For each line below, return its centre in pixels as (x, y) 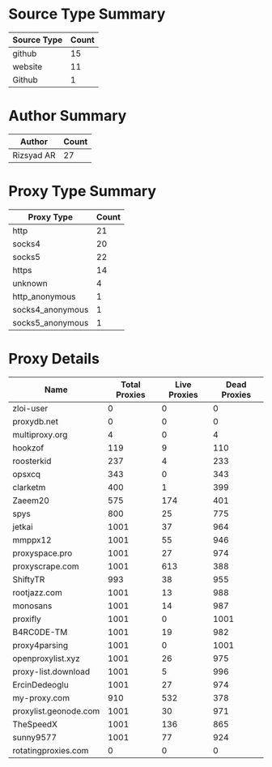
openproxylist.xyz (47, 658)
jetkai (23, 526)
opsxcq (27, 474)
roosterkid (32, 461)
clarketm (29, 487)
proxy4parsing (40, 645)
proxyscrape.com (46, 566)
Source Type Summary (87, 14)
